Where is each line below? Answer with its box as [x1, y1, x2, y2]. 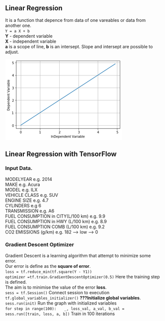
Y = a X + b [5, 28, 30, 34]
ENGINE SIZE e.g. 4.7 [5, 197, 49, 203]
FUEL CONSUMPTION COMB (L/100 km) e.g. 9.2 [5, 224, 105, 230]
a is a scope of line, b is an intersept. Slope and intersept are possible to [5, 43, 153, 49]
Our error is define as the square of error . [5, 263, 91, 269]
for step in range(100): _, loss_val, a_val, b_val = [5, 306, 125, 311]
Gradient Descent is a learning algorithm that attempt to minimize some [5, 252, 151, 258]
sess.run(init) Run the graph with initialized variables [5, 300, 117, 306]
